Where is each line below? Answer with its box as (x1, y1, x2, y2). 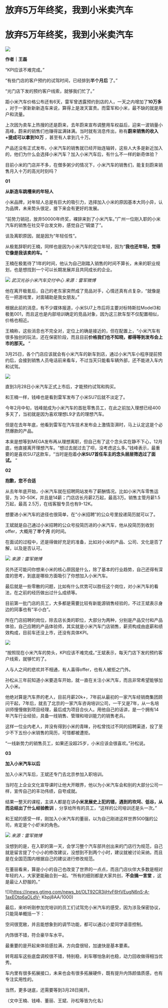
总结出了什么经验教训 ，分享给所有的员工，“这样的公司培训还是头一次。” (9, 805, 157, 811)
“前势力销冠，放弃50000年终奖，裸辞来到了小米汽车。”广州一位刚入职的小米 (5, 216, 161, 222)
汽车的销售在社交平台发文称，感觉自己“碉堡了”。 (5, 222, 106, 228)
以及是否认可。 (13, 545, 45, 551)
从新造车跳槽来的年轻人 (5, 189, 53, 195)
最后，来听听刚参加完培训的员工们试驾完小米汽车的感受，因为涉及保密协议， (5, 904, 163, 910)
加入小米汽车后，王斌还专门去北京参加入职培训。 (5, 771, 106, 777)
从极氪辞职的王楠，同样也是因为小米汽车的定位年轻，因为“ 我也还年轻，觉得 (5, 244, 161, 250)
